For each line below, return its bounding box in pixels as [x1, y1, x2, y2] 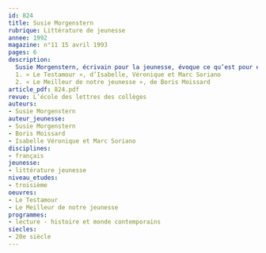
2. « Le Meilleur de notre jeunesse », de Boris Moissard [15, 78, 211, 86]
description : [8, 56, 51, 64]
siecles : [8, 225, 37, 234]
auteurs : [8, 100, 37, 108]
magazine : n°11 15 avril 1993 [8, 41, 108, 49]
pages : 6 [8, 48, 37, 56]
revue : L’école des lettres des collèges [8, 93, 147, 101]
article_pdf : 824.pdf [8, 85, 80, 94]
